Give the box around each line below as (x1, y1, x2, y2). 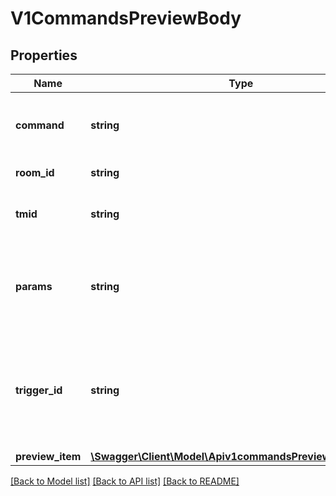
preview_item (15, 450, 82, 463)
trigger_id (15, 383, 63, 397)
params (15, 280, 53, 293)
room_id (15, 166, 55, 179)
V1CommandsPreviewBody (10, 7, 242, 30)
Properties (10, 47, 78, 64)
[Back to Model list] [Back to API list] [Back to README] (10, 475, 240, 487)
